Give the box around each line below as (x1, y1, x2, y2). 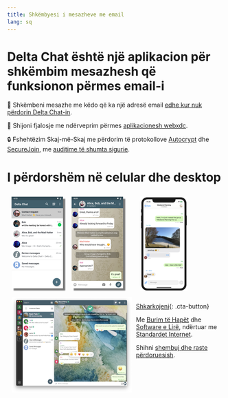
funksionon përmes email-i (7, 78, 165, 94)
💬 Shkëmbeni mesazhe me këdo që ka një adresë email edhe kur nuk (7, 101, 203, 109)
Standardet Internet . (136, 331, 193, 339)
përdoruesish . (136, 351, 175, 359)
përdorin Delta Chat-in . (7, 108, 72, 116)
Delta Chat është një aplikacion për (7, 49, 211, 65)
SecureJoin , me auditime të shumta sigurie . (7, 145, 130, 154)
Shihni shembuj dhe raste (136, 344, 208, 352)
